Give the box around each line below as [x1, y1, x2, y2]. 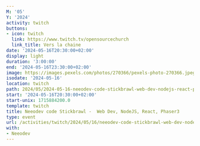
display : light [6, 53, 44, 59]
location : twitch [6, 81, 49, 87]
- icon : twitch [6, 31, 44, 37]
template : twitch [6, 102, 49, 109]
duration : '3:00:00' [6, 58, 58, 64]
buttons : [6, 25, 28, 32]
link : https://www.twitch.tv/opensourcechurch [11, 36, 129, 42]
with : [6, 125, 20, 131]
